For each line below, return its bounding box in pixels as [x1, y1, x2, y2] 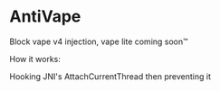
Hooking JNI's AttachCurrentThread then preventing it [9, 70, 211, 82]
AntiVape [9, 6, 81, 27]
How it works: [9, 53, 62, 64]
